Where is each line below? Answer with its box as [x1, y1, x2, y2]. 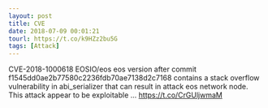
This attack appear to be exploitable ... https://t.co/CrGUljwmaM [8, 90, 223, 100]
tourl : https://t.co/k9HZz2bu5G [8, 34, 118, 43]
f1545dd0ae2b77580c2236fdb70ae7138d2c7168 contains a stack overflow [8, 73, 260, 83]
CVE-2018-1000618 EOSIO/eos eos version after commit [8, 64, 197, 74]
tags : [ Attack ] [8, 42, 60, 50]
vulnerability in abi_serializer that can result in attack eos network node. [8, 82, 249, 92]
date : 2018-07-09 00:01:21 [8, 27, 100, 35]
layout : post [8, 11, 53, 20]
